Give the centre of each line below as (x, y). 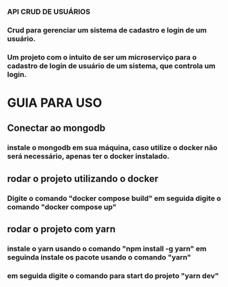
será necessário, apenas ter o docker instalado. (89, 156)
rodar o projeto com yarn (61, 229)
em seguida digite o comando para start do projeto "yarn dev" (113, 275)
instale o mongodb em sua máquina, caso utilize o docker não (112, 148)
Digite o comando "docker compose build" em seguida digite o (114, 198)
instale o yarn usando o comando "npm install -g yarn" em (107, 248)
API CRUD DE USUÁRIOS (49, 12)
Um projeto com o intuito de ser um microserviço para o (102, 57)
